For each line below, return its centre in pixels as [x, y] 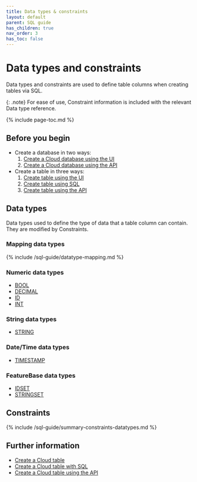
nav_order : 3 [22, 34]
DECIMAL [26, 292]
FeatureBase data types [41, 375]
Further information [43, 446]
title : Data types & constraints [47, 11]
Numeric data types [35, 272]
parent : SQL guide [29, 22]
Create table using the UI [54, 177]
